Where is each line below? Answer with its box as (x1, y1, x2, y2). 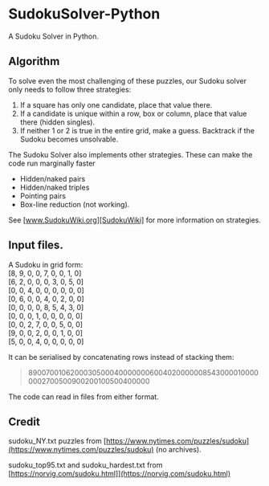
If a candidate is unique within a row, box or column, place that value (19, 108, 247, 118)
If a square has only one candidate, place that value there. (19, 100, 213, 109)
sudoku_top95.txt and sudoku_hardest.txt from (8, 460, 163, 470)
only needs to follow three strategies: (8, 84, 132, 94)
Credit (8, 415, 40, 428)
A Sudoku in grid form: (8, 259, 84, 269)
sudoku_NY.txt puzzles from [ (8, 436, 107, 446)
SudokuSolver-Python (8, 5, 161, 23)
